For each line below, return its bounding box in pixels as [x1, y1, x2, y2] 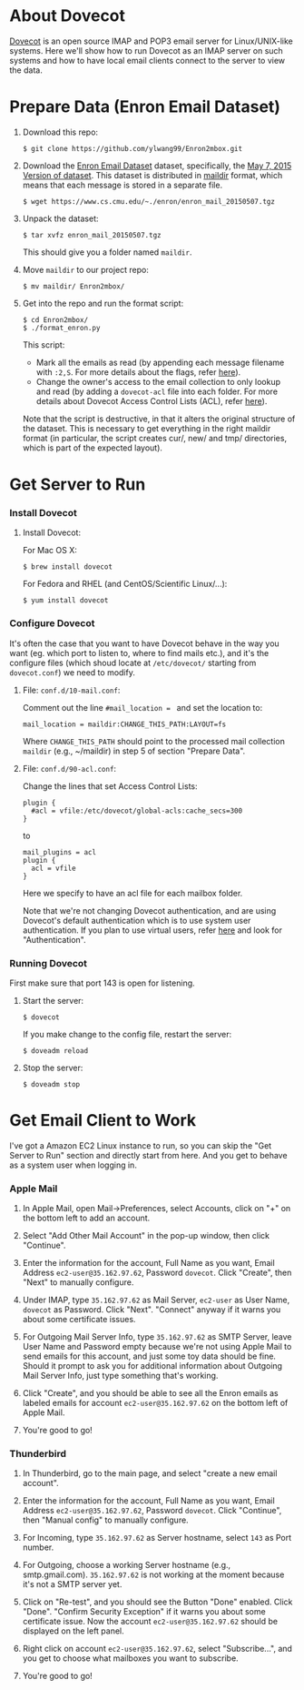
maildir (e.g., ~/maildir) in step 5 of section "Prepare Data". [22, 745, 246, 756]
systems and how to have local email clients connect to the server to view [9, 55, 286, 66]
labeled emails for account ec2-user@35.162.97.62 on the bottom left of [22, 1398, 289, 1409]
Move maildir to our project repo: [22, 264, 150, 275]
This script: [22, 339, 65, 350]
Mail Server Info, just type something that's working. [22, 1371, 219, 1381]
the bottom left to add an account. [22, 1212, 151, 1224]
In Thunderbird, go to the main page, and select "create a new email [22, 1468, 278, 1479]
